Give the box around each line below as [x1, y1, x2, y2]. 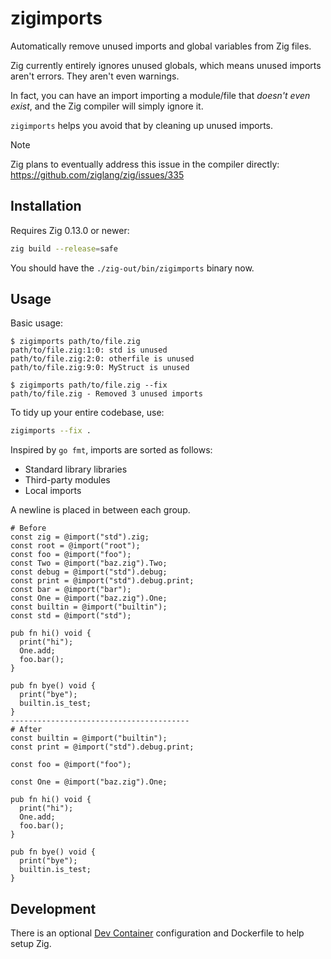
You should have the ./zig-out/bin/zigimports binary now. [10, 262, 255, 274]
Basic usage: [10, 317, 64, 329]
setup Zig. [10, 938, 52, 950]
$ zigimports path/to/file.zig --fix [10, 380, 168, 391]
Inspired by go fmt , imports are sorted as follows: [10, 444, 213, 456]
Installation [10, 198, 82, 215]
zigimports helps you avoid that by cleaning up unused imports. [10, 119, 274, 131]
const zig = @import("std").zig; [10, 532, 150, 542]
